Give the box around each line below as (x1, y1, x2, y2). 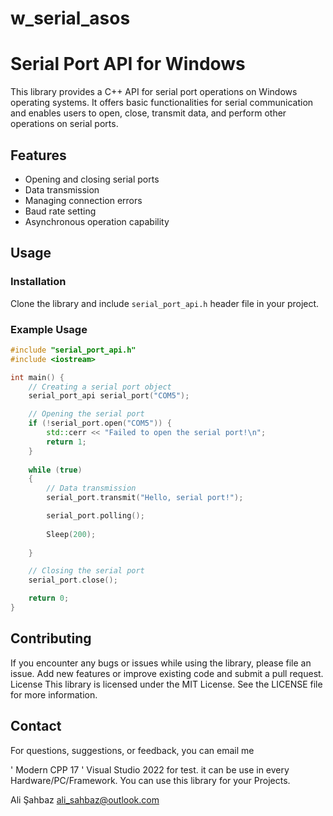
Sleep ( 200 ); (46, 529, 97, 539)
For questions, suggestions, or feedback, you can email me (10, 744, 255, 756)
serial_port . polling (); (46, 511, 145, 521)
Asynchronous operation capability (24, 215, 170, 227)
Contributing (10, 630, 92, 647)
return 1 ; (46, 437, 87, 447)
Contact (10, 718, 62, 735)
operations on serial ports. (10, 118, 119, 130)
